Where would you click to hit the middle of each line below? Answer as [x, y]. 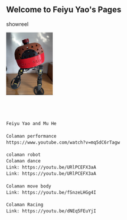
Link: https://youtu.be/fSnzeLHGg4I [51, 192]
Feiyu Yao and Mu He [32, 123]
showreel [17, 24]
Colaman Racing [25, 205]
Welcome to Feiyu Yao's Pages [64, 10]
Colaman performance [32, 136]
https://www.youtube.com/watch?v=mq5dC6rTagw [63, 142]
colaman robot [24, 155]
